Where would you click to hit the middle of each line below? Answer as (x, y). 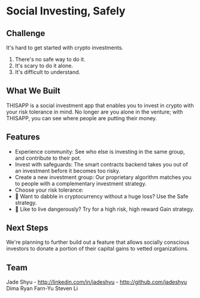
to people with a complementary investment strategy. (81, 183)
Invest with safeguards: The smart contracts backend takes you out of (101, 164)
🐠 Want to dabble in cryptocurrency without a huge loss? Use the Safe (101, 196)
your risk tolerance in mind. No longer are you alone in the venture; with (95, 112)
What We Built (34, 91)
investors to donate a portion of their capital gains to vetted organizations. (98, 249)
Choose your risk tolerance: (49, 190)
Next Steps (27, 228)
